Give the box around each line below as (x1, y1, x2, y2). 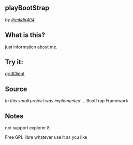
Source (5, 85, 28, 93)
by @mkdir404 (5, 17, 35, 22)
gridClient (5, 71, 25, 77)
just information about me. (5, 44, 58, 50)
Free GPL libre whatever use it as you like (5, 134, 88, 140)
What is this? (5, 31, 45, 39)
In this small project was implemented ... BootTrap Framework (5, 98, 128, 104)
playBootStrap (5, 4, 49, 12)
